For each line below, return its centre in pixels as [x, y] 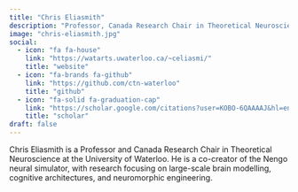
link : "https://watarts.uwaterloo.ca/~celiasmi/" [119, 58]
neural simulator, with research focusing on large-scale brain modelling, [141, 168]
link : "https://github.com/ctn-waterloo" [102, 83]
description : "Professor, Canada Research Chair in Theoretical [130, 26]
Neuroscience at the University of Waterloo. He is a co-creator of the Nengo [149, 159]
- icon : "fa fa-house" [59, 50]
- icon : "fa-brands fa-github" [75, 75]
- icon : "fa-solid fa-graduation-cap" [89, 100]
